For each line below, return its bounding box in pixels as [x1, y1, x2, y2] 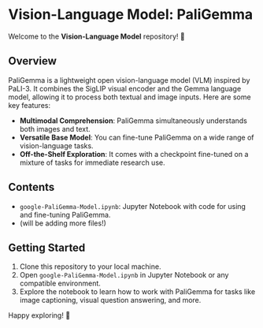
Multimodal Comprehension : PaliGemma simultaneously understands [19, 116, 248, 125]
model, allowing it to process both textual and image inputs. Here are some [8, 92, 251, 102]
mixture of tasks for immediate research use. [19, 158, 165, 167]
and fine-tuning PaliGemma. [19, 210, 111, 219]
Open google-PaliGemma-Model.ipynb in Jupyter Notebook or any [19, 270, 229, 280]
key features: [8, 100, 51, 110]
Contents [8, 181, 55, 194]
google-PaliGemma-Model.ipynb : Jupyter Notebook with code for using [19, 201, 246, 211]
